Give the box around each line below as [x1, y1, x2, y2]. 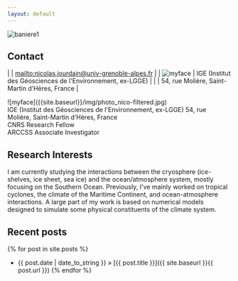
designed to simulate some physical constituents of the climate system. [7, 205, 217, 214]
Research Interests [7, 148, 93, 160]
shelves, [7, 175, 32, 184]
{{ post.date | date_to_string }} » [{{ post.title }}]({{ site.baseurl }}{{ [17, 258, 213, 267]
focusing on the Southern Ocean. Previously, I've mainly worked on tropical [7, 182, 228, 192]
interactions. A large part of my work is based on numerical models [7, 198, 204, 206]
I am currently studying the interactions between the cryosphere [7, 167, 196, 176]
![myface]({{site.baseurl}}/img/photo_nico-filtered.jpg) [7, 98, 167, 106]
